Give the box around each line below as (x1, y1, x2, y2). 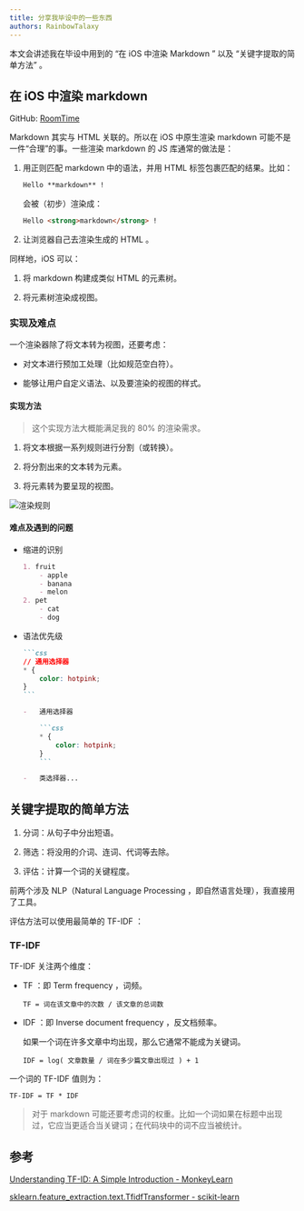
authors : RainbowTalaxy (9, 22, 100, 31)
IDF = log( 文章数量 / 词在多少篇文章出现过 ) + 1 (22, 1056, 200, 1066)
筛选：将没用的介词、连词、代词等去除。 (22, 846, 174, 857)
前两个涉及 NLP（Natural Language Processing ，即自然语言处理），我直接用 (9, 886, 296, 896)
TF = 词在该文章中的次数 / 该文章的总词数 (22, 1000, 164, 1009)
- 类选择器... (22, 774, 79, 783)
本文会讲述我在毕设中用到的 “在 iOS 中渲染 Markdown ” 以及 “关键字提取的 (9, 47, 288, 59)
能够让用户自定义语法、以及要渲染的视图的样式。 (22, 378, 206, 389)
